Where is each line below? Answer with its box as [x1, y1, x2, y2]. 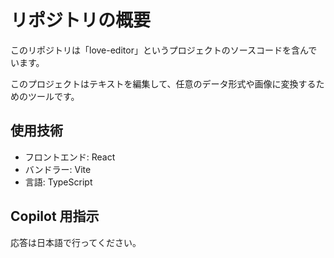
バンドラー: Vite [24, 163, 92, 175]
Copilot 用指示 [10, 208, 100, 225]
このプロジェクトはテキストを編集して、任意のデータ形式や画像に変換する [10, 77, 317, 90]
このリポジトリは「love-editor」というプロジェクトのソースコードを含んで [10, 44, 318, 56]
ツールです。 [27, 90, 80, 102]
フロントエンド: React [24, 151, 116, 163]
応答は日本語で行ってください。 [10, 236, 142, 248]
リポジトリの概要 [10, 9, 152, 32]
